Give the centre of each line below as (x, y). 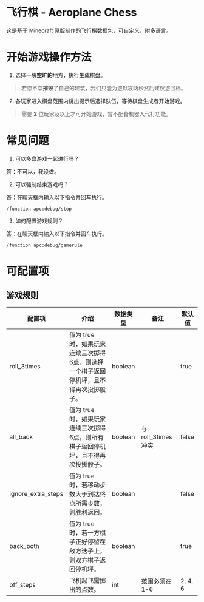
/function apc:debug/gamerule (45, 245)
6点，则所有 (87, 437)
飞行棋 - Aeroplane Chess (72, 12)
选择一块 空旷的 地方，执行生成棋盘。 (60, 75)
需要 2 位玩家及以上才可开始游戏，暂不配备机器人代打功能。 (96, 113)
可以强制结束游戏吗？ (42, 184)
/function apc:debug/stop (39, 209)
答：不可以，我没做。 (33, 171)
